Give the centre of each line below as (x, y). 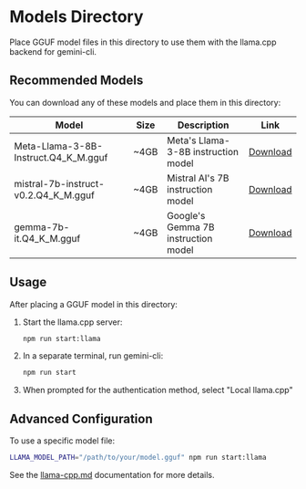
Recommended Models (76, 81)
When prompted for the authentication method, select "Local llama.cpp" (158, 390)
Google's (186, 215)
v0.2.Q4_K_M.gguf (55, 195)
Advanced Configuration (81, 418)
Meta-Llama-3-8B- (58, 146)
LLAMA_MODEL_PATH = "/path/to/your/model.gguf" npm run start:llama (138, 458)
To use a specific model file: (62, 441)
